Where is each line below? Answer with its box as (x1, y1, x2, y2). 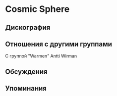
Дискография (5, 23, 51, 32)
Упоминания (5, 84, 47, 93)
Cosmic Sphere (5, 3, 70, 15)
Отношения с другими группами (5, 40, 113, 48)
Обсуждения (5, 67, 48, 76)
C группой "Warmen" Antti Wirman (5, 53, 77, 59)
